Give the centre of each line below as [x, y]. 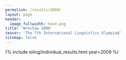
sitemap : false [21, 38]
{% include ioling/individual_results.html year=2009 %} [62, 52]
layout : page [19, 14]
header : [13, 19]
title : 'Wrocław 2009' [29, 28]
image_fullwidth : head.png [38, 24]
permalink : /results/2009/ [33, 10]
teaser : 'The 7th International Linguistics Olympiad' [63, 33]
